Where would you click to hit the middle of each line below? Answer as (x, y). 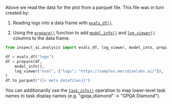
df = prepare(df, (24, 61)
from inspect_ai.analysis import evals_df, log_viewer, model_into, (80, 48)
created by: (17, 13)
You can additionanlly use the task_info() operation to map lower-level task (85, 90)
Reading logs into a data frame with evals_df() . (63, 23)
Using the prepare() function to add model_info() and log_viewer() (84, 33)
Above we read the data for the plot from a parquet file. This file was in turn (85, 7)
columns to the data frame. (41, 38)
